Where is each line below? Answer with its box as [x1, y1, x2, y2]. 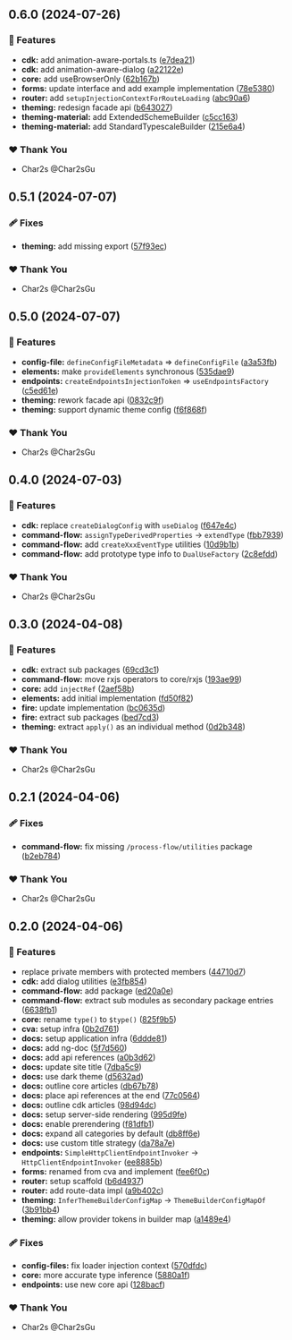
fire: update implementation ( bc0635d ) [21, 702, 166, 713]
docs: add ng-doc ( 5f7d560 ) [21, 1042, 128, 1053]
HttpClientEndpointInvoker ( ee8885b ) [21, 1156, 163, 1167]
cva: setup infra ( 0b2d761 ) [21, 1023, 120, 1034]
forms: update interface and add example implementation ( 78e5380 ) [21, 82, 276, 93]
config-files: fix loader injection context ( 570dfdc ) [21, 1259, 208, 1270]
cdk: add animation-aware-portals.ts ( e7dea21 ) [21, 54, 196, 65]
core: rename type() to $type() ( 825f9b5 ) [21, 1013, 177, 1024]
